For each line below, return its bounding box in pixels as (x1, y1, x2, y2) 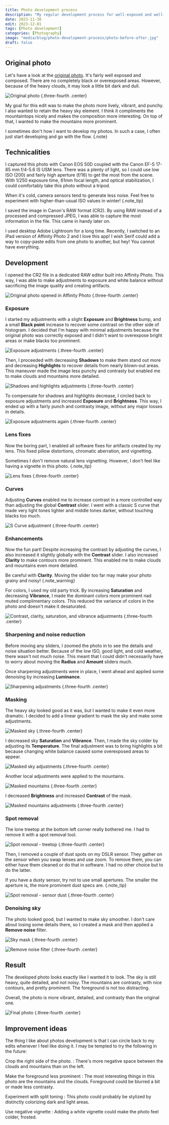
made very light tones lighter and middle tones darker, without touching (5, 508, 153, 514)
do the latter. (5, 867, 32, 873)
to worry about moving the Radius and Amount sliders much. (5, 659, 132, 665)
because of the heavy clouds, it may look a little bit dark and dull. (5, 83, 140, 89)
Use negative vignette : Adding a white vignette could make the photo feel (5, 1109, 159, 1115)
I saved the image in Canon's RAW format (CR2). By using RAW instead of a (5, 207, 162, 214)
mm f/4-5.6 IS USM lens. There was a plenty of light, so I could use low (12, 167, 159, 173)
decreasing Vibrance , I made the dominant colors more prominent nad (5, 593, 152, 599)
